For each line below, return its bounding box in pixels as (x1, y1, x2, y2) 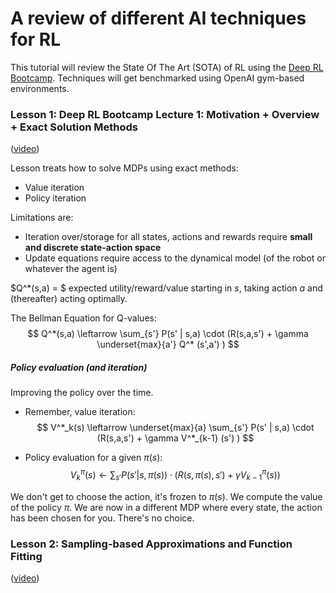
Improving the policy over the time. (10, 387, 154, 399)
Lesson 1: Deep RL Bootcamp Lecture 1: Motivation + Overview (10, 107, 320, 121)
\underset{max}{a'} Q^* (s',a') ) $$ (96, 338, 240, 351)
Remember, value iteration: (24, 406, 136, 418)
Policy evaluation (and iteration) (10, 361, 148, 373)
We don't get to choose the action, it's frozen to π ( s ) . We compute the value (10, 490, 323, 502)
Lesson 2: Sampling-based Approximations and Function (10, 537, 293, 551)
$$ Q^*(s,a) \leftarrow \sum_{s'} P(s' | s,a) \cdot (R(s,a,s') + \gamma (27, 328, 309, 340)
